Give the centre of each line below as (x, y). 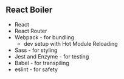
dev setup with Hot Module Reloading (71, 43)
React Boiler (29, 10)
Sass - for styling (36, 50)
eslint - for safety (36, 69)
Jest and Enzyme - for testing (52, 56)
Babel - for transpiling (42, 63)
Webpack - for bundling (44, 37)
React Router (31, 31)
